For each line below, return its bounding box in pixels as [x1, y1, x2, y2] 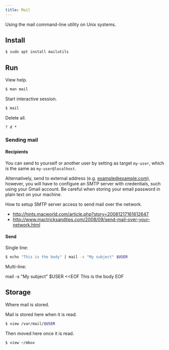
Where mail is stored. [5, 301, 50, 307]
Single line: [5, 245, 28, 251]
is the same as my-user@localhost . [5, 166, 77, 171]
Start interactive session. [5, 96, 57, 102]
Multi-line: [5, 264, 27, 270]
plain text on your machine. [5, 191, 62, 198]
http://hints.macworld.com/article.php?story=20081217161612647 [12, 211, 149, 217]
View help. [5, 77, 27, 83]
